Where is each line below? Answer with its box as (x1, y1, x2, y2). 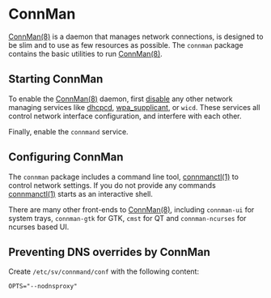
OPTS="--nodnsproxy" (8, 283, 78, 291)
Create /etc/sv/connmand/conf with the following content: (8, 266, 200, 276)
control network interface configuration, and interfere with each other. (8, 111, 242, 121)
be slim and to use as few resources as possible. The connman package (8, 40, 244, 49)
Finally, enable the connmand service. (8, 126, 129, 136)
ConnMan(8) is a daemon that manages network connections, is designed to (8, 32, 264, 41)
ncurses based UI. (8, 222, 70, 232)
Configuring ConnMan (8, 151, 124, 164)
